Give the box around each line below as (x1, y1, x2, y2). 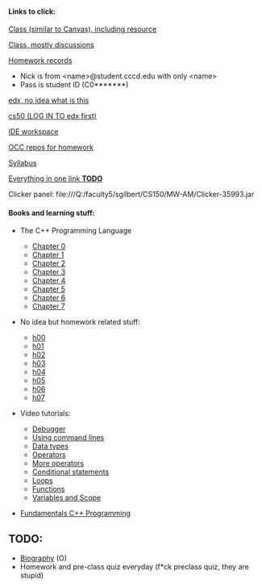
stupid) (19, 570, 44, 581)
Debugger (31, 424, 66, 434)
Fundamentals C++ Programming (19, 509, 131, 519)
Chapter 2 (31, 258, 66, 268)
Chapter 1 (31, 250, 64, 260)
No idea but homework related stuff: (19, 317, 141, 327)
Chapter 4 (31, 275, 66, 286)
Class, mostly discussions (8, 40, 94, 50)
